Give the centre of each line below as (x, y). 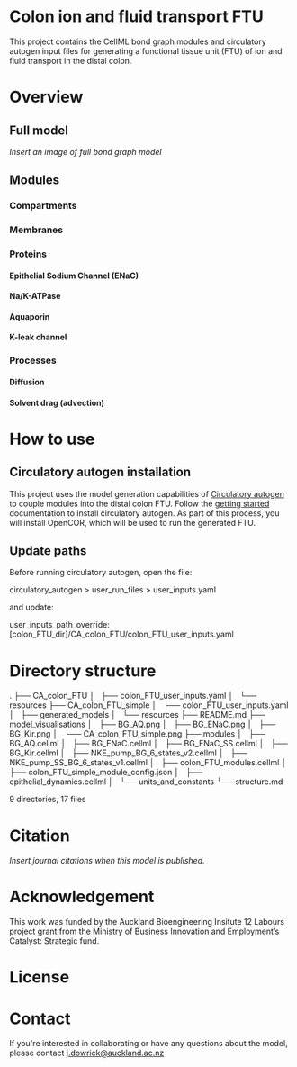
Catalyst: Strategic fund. (54, 941)
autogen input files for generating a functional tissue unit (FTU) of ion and (146, 50)
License (40, 977)
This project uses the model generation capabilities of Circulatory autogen (147, 493)
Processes (33, 360)
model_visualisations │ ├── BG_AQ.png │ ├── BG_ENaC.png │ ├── (143, 724)
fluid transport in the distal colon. (71, 60)
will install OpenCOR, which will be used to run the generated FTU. (133, 522)
